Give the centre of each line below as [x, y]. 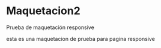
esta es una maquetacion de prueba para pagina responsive [80, 39]
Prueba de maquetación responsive [50, 27]
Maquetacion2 [44, 11]
